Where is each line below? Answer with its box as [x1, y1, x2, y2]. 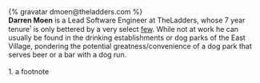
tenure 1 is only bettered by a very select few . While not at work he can [8, 24, 238, 34]
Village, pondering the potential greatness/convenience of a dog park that [8, 41, 252, 50]
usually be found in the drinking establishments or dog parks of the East [8, 33, 246, 42]
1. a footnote [8, 66, 50, 76]
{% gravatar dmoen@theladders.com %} [8, 7, 143, 16]
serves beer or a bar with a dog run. [8, 49, 127, 59]
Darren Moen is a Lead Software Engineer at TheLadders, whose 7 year [8, 15, 246, 25]
